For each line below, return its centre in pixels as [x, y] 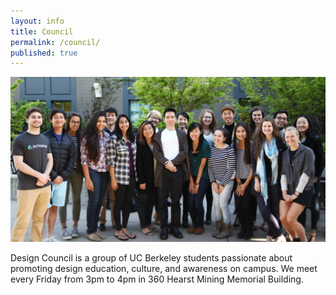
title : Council [42, 31]
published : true [44, 53]
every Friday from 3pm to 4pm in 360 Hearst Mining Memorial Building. [157, 279]
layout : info [37, 21]
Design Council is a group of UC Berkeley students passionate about [151, 257]
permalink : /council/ [55, 42]
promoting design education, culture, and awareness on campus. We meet [164, 268]
